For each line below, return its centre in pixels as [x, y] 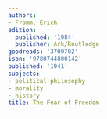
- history [24, 96]
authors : [22, 15]
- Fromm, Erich [33, 23]
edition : [22, 30]
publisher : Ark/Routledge [57, 45]
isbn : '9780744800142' [45, 59]
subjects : [24, 74]
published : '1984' [45, 37]
